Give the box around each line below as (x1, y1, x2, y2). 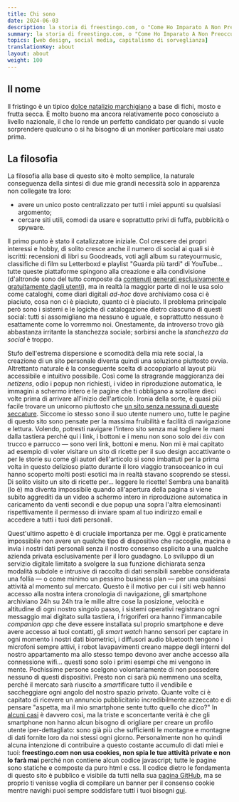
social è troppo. (7, 335, 53, 344)
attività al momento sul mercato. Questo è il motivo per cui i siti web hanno (7, 582, 225, 591)
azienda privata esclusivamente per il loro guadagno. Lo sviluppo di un (7, 552, 215, 561)
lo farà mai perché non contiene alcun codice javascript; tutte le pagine (7, 756, 217, 765)
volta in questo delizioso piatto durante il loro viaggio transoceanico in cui (7, 463, 223, 471)
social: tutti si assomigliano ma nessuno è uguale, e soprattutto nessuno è (7, 312, 224, 321)
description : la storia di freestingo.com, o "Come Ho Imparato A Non (7, 23, 221, 31)
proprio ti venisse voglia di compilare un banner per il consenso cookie (7, 779, 215, 787)
